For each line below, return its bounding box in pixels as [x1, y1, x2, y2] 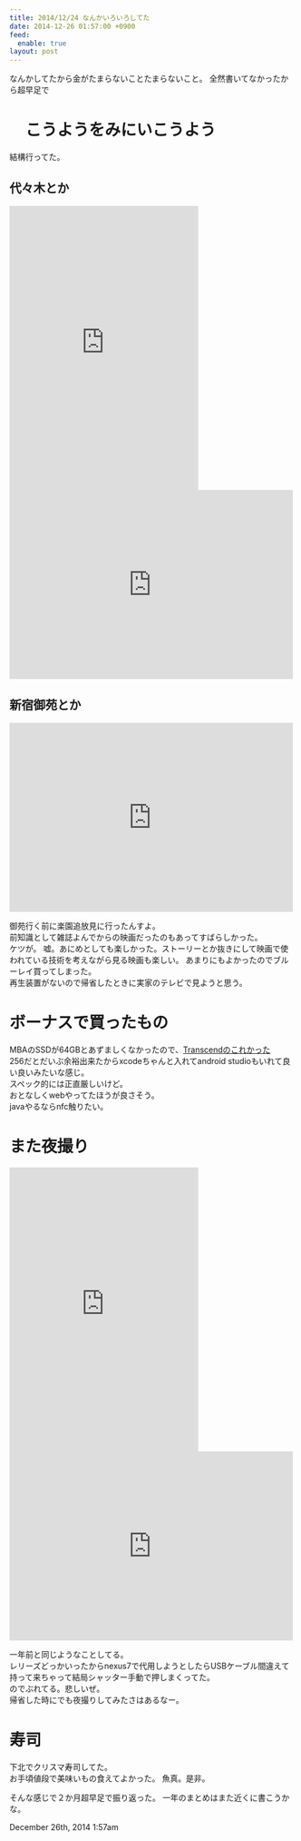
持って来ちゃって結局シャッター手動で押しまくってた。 [9, 1671, 215, 1682]
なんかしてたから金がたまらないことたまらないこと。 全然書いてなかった [9, 74, 281, 85]
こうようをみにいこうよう [25, 120, 217, 141]
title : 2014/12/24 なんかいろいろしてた [9, 13, 150, 23]
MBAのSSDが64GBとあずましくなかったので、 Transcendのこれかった [9, 1044, 271, 1055]
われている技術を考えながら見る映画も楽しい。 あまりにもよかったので [9, 954, 274, 965]
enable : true [17, 38, 67, 48]
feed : [9, 30, 30, 39]
